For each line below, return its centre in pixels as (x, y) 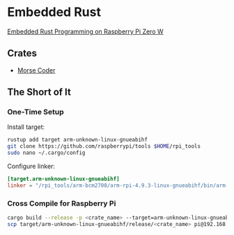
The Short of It (39, 92)
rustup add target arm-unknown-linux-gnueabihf (78, 140)
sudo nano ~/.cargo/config (46, 153)
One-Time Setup (36, 112)
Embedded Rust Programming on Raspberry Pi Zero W (85, 31)
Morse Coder (36, 70)
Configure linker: (31, 166)
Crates (22, 53)
